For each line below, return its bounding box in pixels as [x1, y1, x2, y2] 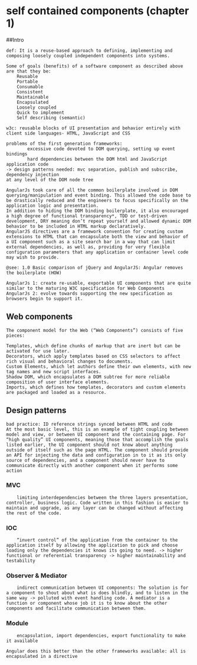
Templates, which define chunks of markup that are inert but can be [6, 343, 181, 349]
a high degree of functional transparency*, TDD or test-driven [6, 213, 168, 219]
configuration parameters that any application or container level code [6, 249, 189, 255]
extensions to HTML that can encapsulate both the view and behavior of [6, 233, 189, 240]
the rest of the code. [6, 510, 62, 516]
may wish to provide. [6, 254, 60, 260]
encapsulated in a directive [6, 653, 78, 659]
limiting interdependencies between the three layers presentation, [17, 494, 189, 500]
